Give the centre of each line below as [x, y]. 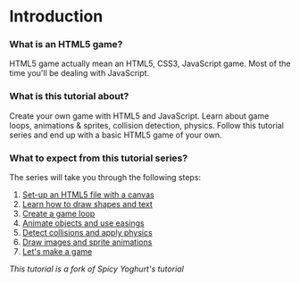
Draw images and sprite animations [87, 242]
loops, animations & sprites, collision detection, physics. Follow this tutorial [146, 125]
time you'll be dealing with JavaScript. [79, 73]
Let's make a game [57, 252]
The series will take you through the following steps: [105, 178]
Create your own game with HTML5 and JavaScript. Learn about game [139, 116]
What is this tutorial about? [69, 96]
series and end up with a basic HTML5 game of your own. [116, 135]
